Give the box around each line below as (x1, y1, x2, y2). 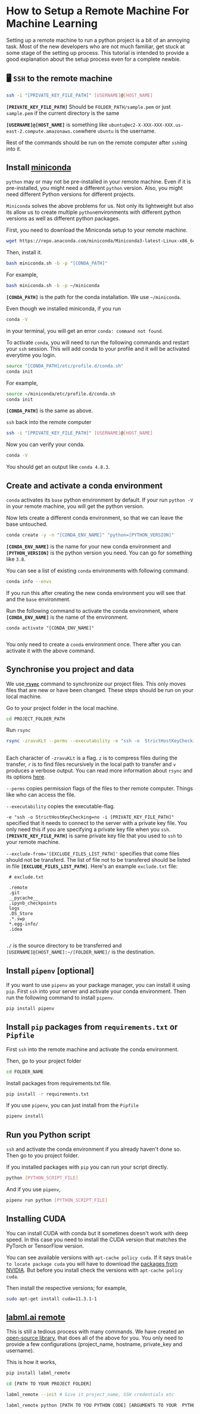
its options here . (6, 773, 46, 781)
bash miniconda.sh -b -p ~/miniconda (6, 283, 100, 289)
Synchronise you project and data (6, 664, 135, 674)
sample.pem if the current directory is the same (6, 109, 120, 117)
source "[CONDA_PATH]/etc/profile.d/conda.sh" (6, 363, 124, 369)
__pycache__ (8, 895, 39, 901)
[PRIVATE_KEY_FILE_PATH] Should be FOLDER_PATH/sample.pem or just (6, 103, 171, 110)
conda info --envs (6, 578, 52, 584)
